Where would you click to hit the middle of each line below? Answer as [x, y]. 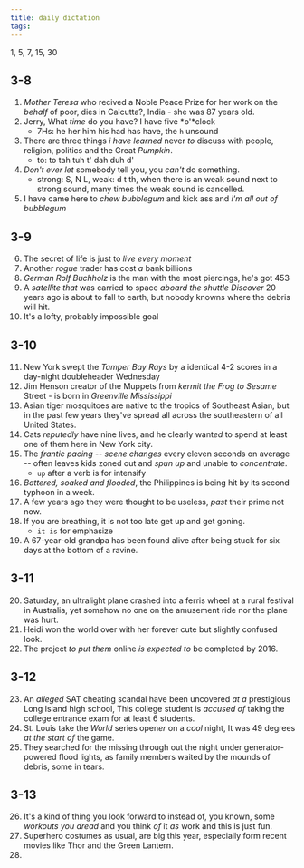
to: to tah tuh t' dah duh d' [85, 161]
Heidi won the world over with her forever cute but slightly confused [151, 629]
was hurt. [41, 619]
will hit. [37, 307]
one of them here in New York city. [88, 444]
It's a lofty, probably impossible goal [91, 317]
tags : [20, 26]
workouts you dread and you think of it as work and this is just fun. [148, 826]
